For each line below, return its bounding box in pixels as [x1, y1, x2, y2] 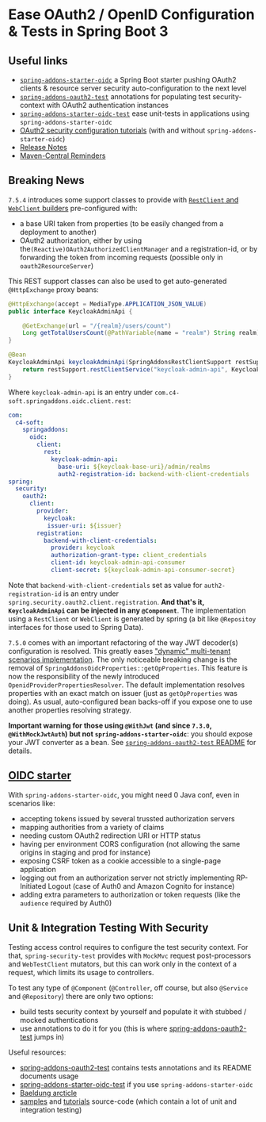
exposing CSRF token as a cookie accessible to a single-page [19, 855, 222, 866]
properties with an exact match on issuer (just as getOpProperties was [8, 688, 237, 697]
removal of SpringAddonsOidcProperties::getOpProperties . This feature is [8, 663, 248, 672]
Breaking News [8, 174, 85, 187]
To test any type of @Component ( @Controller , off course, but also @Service [8, 982, 249, 993]
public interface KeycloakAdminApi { [8, 307, 133, 315]
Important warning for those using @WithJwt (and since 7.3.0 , [8, 720, 212, 730]
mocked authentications [19, 1015, 99, 1024]
